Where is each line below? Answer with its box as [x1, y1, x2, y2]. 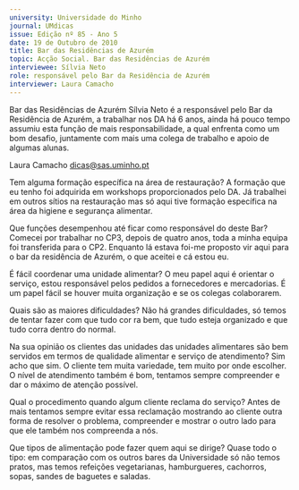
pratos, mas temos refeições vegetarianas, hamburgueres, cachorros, [9, 461, 267, 472]
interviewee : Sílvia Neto [9, 63, 106, 72]
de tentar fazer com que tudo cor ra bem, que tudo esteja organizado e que [9, 314, 288, 325]
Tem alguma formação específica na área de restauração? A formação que [9, 176, 286, 188]
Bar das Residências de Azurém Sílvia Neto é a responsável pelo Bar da [9, 104, 273, 114]
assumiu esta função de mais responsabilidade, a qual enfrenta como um [9, 122, 280, 134]
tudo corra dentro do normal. [9, 324, 116, 334]
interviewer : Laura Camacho [9, 80, 115, 89]
